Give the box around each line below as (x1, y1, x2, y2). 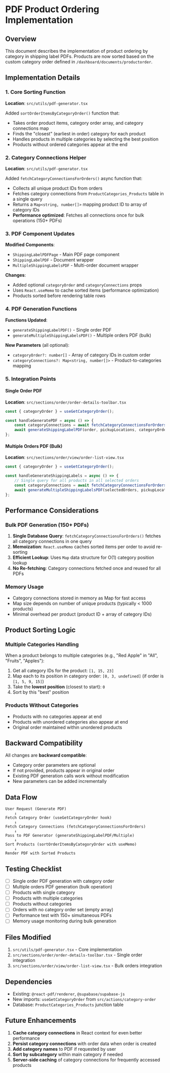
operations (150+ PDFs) (12, 217, 62, 224)
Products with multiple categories (12, 895, 83, 901)
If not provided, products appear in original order (12, 767, 115, 774)
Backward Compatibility (5, 739, 83, 747)
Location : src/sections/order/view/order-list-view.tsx (5, 454, 124, 460)
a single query (12, 196, 43, 202)
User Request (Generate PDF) (5, 806, 67, 812)
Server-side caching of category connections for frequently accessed (12, 1056, 160, 1063)
